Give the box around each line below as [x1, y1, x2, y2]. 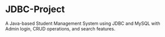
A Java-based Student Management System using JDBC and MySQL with [5, 20, 160, 26]
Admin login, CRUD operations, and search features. [5, 25, 115, 31]
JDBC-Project [5, 4, 65, 15]
